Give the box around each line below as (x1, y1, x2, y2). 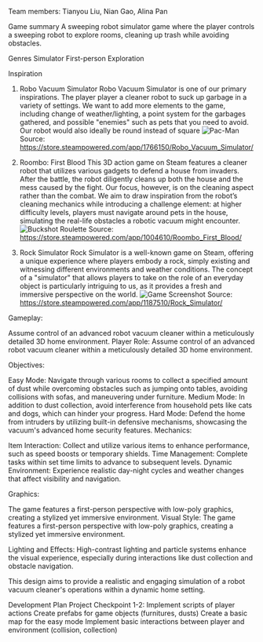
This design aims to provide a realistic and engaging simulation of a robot (8, 577, 246, 585)
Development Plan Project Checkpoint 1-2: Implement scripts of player (8, 600, 236, 609)
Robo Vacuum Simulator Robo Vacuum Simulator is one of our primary (19, 84, 247, 93)
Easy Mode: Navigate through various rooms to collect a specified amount (8, 376, 248, 385)
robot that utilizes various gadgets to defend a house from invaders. (19, 166, 239, 175)
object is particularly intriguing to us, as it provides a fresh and (19, 282, 222, 290)
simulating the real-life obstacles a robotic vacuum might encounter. (19, 216, 241, 225)
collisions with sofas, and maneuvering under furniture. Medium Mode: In (8, 392, 245, 401)
